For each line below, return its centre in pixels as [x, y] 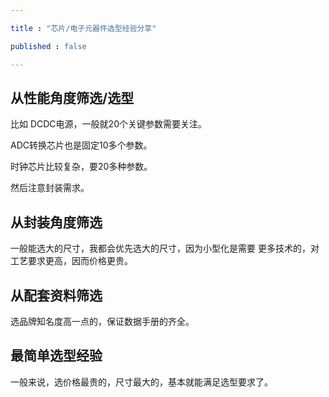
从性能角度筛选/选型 [72, 97]
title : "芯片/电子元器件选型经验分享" [83, 28]
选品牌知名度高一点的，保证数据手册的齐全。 [102, 321]
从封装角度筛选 [56, 222]
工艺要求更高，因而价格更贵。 [71, 261]
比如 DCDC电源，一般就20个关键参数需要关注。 [108, 124]
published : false [48, 46]
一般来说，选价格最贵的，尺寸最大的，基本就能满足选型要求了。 [141, 382]
